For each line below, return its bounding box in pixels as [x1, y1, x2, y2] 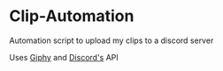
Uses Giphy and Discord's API [9, 52, 119, 62]
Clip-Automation [9, 6, 135, 26]
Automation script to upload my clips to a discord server [9, 35, 214, 46]
